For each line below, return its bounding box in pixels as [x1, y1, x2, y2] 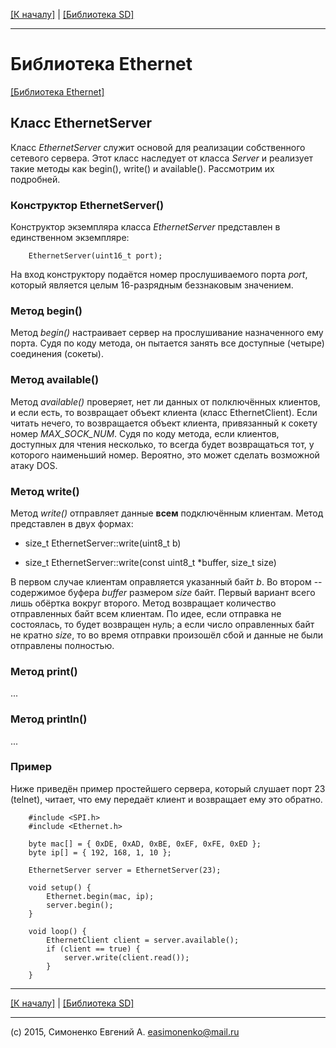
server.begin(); [46, 900, 114, 910]
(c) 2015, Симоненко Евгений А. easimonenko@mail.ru [10, 1025, 240, 1038]
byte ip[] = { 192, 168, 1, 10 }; [28, 847, 172, 858]
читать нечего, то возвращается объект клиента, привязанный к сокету [10, 417, 318, 429]
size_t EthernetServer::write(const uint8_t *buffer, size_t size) [24, 556, 277, 568]
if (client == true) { [46, 944, 141, 954]
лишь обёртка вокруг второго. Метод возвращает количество [10, 597, 277, 609]
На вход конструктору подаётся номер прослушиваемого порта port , [10, 269, 308, 281]
